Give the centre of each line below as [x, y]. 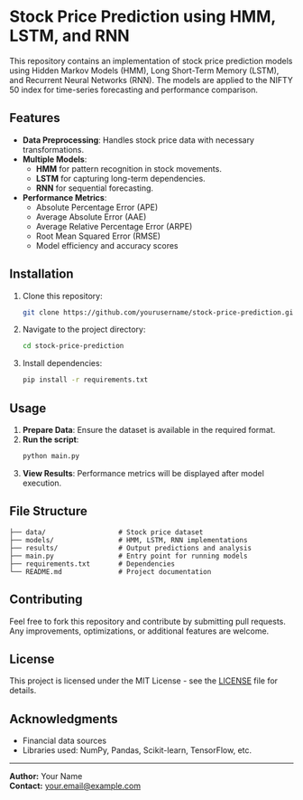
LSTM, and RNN [69, 36]
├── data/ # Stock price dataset [106, 532]
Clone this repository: [62, 296]
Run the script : [50, 439]
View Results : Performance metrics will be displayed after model [143, 473]
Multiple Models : [55, 159]
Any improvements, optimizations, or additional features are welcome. [139, 631]
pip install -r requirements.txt [85, 380]
